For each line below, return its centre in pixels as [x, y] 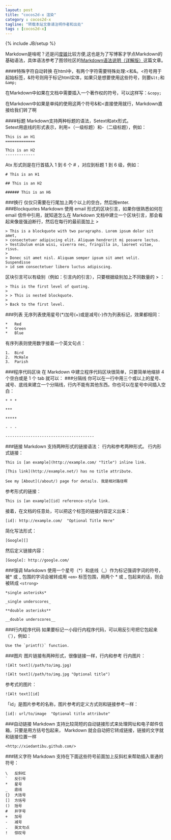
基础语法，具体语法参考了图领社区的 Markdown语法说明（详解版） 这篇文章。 [85, 60]
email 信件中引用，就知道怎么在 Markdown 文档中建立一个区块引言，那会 [82, 215]
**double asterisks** [28, 611]
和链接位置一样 [21, 737]
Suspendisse [18, 262]
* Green [16, 329]
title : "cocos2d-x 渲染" [31, 15]
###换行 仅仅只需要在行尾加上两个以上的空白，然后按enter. [67, 202]
